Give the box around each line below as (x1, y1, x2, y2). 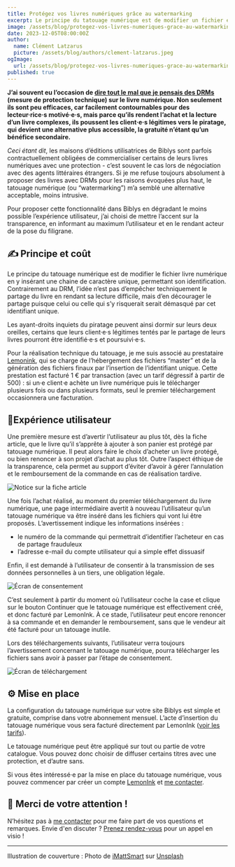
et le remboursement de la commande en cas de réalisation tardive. (7, 470, 201, 478)
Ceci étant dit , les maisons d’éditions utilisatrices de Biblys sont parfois (7, 146, 212, 155)
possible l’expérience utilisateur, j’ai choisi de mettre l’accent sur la (7, 211, 199, 220)
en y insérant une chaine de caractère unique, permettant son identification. (7, 277, 227, 286)
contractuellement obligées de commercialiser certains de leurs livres (7, 153, 208, 162)
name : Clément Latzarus (13, 43, 83, 50)
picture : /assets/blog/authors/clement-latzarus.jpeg (13, 50, 173, 57)
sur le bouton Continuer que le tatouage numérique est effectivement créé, (7, 603, 223, 612)
